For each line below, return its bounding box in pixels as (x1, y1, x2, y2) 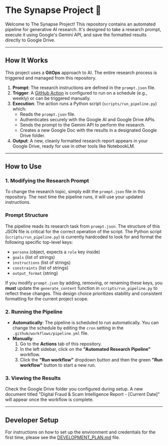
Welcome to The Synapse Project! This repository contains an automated (5, 21, 156, 27)
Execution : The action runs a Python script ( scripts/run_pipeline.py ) (12, 100, 157, 107)
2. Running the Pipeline (5, 308, 62, 315)
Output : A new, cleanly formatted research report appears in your (12, 138, 148, 144)
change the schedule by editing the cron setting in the (12, 325, 124, 331)
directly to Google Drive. (5, 37, 55, 43)
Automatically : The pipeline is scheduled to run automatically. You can (12, 320, 159, 326)
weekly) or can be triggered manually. (12, 95, 91, 101)
